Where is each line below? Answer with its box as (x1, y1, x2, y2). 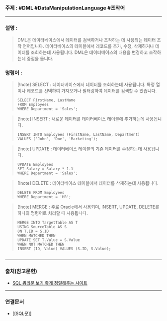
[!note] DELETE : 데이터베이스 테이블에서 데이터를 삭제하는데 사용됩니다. (17, 180, 159, 186)
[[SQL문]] (12, 311, 32, 317)
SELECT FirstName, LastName (17, 97, 76, 103)
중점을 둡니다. (26, 55, 54, 61)
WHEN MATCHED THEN (17, 233, 56, 238)
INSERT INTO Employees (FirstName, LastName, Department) (17, 132, 140, 137)
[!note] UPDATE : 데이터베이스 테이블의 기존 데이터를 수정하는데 (17, 146, 143, 152)
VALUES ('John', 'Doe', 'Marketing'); (17, 136, 98, 141)
